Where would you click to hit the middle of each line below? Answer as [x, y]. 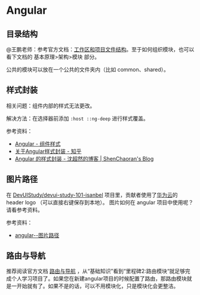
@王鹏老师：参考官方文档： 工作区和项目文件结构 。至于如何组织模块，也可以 [100, 49]
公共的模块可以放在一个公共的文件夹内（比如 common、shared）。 [87, 70]
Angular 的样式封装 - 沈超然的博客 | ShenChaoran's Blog [84, 158]
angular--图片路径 [37, 235]
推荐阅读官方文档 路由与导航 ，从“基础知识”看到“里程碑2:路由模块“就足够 [96, 271]
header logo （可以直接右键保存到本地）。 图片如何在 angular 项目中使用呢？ [100, 202]
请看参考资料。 [24, 210]
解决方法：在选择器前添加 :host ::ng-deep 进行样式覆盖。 [78, 118]
